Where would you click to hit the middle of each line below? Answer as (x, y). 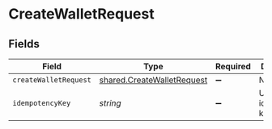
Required (233, 67)
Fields (24, 44)
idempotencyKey (42, 103)
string (110, 103)
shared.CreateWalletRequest (153, 80)
